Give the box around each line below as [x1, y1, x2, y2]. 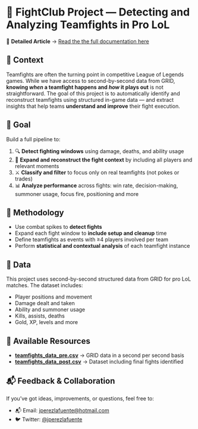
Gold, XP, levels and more [14, 319, 78, 326]
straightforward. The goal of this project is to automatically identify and [6, 89, 180, 97]
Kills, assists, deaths [14, 312, 65, 319]
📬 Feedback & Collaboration [6, 376, 115, 386]
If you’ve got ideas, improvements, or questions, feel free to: [6, 394, 155, 402]
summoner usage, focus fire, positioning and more [14, 190, 139, 197]
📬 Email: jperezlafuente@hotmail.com [14, 406, 109, 414]
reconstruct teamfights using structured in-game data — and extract [6, 96, 174, 103]
